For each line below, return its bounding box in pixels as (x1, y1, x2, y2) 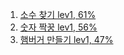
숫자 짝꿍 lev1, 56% (19, 21, 98, 33)
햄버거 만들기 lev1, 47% (19, 34, 114, 45)
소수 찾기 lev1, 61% (19, 9, 97, 20)
